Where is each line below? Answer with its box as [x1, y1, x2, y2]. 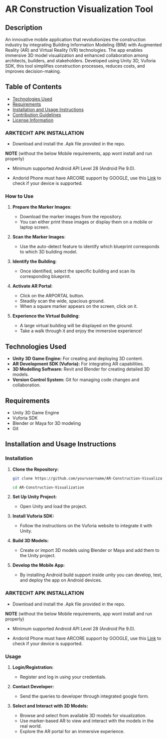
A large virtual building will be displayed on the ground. [19, 323, 133, 329]
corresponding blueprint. [19, 273, 71, 279]
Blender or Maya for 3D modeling [12, 420, 81, 426]
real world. [19, 723, 42, 729]
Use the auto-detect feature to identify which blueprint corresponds [19, 244, 160, 249]
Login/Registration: [12, 664, 54, 670]
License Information [12, 117, 54, 123]
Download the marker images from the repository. [19, 214, 123, 220]
